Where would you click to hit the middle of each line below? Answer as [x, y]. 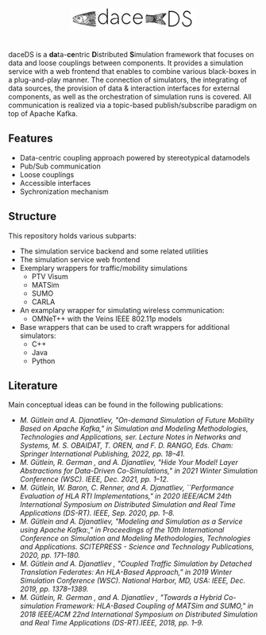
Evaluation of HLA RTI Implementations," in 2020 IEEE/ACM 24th [125, 496]
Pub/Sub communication [60, 166]
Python [43, 361]
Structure [33, 217]
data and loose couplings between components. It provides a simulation [126, 63]
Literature [33, 386]
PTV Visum [50, 276]
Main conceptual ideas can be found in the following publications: [116, 405]
